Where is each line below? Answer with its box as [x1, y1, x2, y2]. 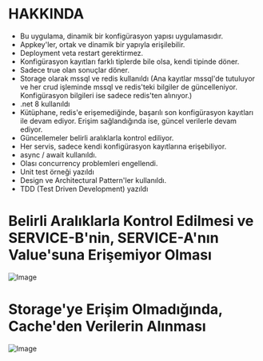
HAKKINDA [8, 5, 85, 23]
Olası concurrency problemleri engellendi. [19, 158, 158, 168]
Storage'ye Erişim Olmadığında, [8, 300, 223, 319]
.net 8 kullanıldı [19, 99, 70, 109]
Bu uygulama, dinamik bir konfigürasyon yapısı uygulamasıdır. [19, 31, 224, 41]
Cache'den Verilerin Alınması [8, 317, 206, 335]
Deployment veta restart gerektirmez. [19, 48, 144, 58]
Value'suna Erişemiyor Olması [8, 246, 212, 264]
